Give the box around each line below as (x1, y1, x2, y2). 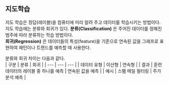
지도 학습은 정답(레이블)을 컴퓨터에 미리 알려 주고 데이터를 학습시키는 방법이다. (5, 19, 161, 25)
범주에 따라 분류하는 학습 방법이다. (5, 32, 73, 38)
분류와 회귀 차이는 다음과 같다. (5, 55, 65, 61)
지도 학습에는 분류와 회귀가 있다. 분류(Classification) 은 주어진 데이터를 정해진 (5, 25, 162, 31)
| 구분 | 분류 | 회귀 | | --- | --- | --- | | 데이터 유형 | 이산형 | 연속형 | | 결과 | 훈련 (5, 61, 162, 67)
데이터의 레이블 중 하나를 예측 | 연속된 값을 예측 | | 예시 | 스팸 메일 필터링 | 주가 (5, 68, 161, 74)
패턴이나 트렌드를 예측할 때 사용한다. (18, 45, 91, 51)
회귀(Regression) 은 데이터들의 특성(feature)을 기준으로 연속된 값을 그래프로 (5, 38, 159, 44)
